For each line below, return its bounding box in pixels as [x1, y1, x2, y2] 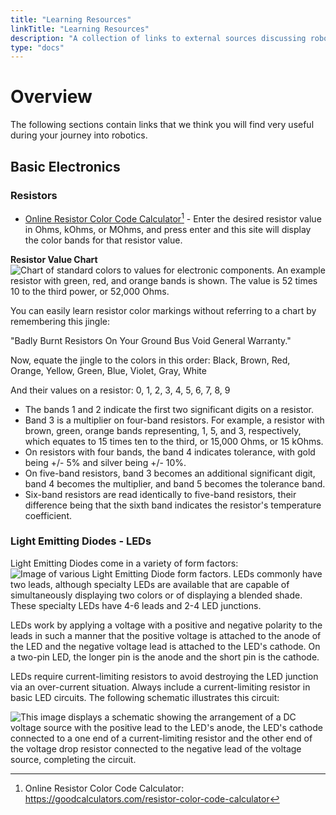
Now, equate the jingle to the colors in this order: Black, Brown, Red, [10, 354, 291, 366]
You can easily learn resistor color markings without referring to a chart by [10, 304, 317, 316]
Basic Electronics [10, 158, 121, 175]
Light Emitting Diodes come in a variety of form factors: [10, 557, 239, 569]
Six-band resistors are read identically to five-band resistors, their [24, 488, 297, 500]
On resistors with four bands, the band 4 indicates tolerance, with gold [24, 446, 316, 458]
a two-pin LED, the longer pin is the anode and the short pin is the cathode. [10, 651, 320, 663]
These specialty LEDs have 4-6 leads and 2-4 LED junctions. [10, 599, 262, 611]
